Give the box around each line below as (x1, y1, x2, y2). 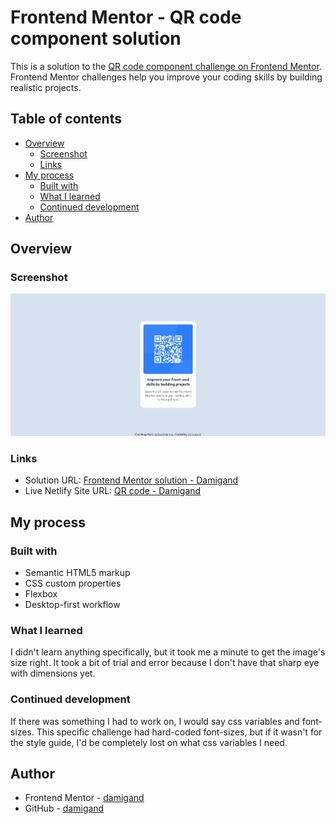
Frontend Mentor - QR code (10, 6, 242, 29)
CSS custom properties (24, 577, 122, 590)
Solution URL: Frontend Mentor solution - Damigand (24, 474, 239, 486)
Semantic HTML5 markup (24, 567, 131, 579)
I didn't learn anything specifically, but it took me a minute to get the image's (10, 646, 326, 658)
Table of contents (10, 111, 122, 128)
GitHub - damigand (24, 802, 105, 815)
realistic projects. (10, 81, 82, 93)
